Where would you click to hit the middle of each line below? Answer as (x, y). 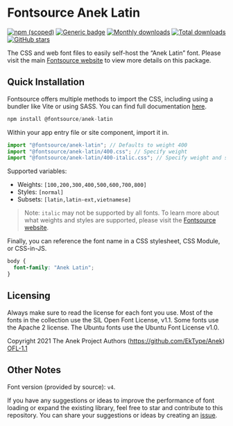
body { (17, 261)
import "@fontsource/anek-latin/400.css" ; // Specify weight (97, 151)
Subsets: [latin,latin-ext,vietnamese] (74, 199)
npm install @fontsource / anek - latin (60, 119)
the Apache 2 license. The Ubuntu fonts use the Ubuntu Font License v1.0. (113, 327)
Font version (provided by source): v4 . (61, 386)
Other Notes (34, 370)
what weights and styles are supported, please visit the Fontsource (120, 220)
